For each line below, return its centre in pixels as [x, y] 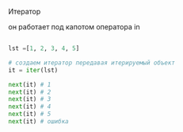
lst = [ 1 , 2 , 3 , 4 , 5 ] [44, 49]
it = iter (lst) [33, 70]
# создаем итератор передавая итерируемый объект [92, 63]
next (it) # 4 [30, 107]
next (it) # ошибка [38, 122]
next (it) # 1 [30, 84]
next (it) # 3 [30, 99]
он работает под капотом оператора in [74, 27]
